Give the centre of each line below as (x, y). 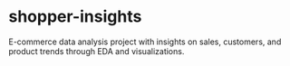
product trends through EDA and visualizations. (97, 51)
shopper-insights (75, 17)
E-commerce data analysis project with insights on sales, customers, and (145, 42)
